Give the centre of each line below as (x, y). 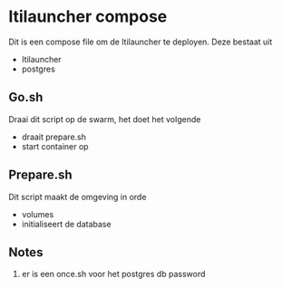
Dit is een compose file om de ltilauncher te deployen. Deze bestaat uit (141, 42)
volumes (38, 214)
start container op (55, 146)
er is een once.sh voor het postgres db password (113, 274)
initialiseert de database (66, 224)
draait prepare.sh (54, 137)
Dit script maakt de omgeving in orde (78, 197)
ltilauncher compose (88, 17)
